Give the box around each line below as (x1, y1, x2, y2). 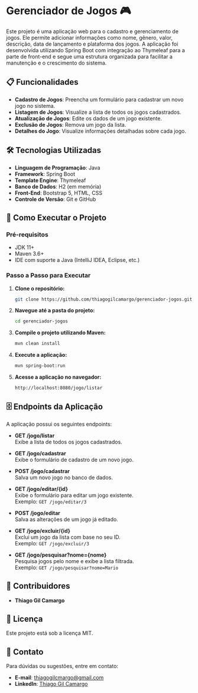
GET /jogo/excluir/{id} (14, 527, 71, 534)
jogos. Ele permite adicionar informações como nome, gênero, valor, (6, 34, 173, 41)
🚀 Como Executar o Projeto (6, 212, 107, 222)
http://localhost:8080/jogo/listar (14, 385, 103, 391)
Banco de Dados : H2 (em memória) (14, 183, 102, 190)
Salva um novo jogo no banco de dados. (14, 474, 113, 481)
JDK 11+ (14, 244, 34, 251)
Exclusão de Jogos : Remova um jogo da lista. (14, 121, 126, 128)
